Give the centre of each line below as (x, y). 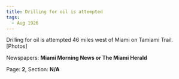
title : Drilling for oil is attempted (54, 12)
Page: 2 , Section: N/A (33, 69)
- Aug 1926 (25, 23)
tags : (13, 17)
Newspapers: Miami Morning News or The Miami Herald (77, 58)
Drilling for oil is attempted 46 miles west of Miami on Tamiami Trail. (90, 40)
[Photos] (17, 46)
